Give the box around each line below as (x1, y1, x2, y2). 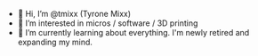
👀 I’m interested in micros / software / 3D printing (17, 18, 198, 28)
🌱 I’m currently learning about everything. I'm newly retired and (17, 28, 250, 37)
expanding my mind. (17, 36, 93, 47)
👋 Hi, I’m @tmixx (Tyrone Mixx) (17, 9, 132, 19)
